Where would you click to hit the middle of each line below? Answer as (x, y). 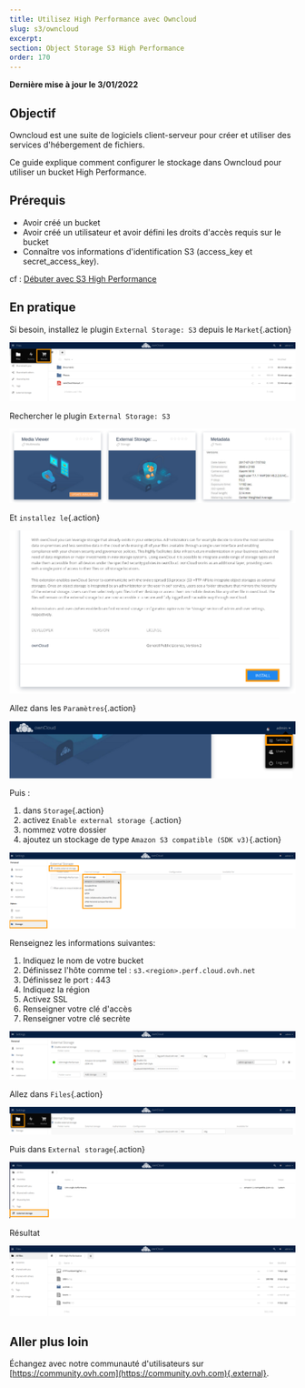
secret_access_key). (61, 261)
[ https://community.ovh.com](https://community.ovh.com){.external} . (139, 1373)
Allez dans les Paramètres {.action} (73, 709)
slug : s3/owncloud (44, 29)
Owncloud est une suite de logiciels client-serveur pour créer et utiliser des (150, 135)
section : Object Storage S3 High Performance (97, 48)
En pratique (43, 308)
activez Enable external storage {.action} (102, 820)
